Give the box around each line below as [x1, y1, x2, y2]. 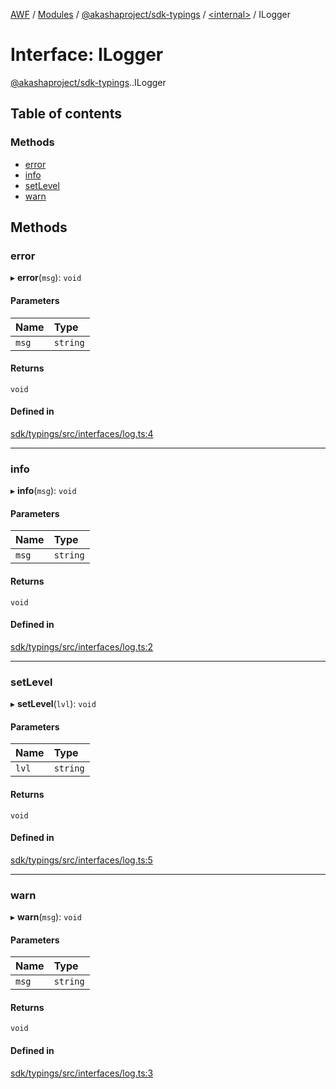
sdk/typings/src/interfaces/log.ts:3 [10, 1067, 154, 1079]
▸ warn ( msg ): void [10, 911, 82, 923]
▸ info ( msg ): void [10, 485, 77, 497]
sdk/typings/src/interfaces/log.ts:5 [10, 854, 153, 866]
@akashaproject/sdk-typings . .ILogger [10, 76, 167, 88]
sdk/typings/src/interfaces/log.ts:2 [10, 640, 154, 653]
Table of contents [10, 105, 122, 123]
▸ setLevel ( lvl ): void [10, 698, 97, 710]
